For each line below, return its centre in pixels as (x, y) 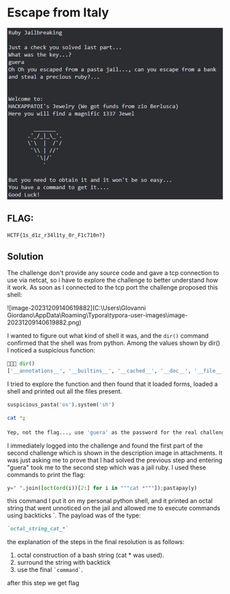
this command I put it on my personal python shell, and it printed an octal (110, 501)
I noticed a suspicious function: (51, 350)
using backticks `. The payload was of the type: (74, 515)
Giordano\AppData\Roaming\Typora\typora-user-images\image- (98, 315)
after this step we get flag (43, 583)
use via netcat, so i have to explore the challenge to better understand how (113, 280)
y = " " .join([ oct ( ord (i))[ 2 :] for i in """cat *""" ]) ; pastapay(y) (102, 488)
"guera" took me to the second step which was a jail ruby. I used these (107, 467)
